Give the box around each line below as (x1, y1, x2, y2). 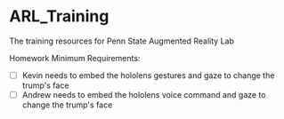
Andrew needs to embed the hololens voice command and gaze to (21, 90, 266, 99)
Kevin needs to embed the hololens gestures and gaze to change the (21, 69, 275, 81)
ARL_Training (9, 6, 110, 27)
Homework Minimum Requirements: (9, 52, 141, 63)
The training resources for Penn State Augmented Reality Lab (9, 36, 234, 46)
